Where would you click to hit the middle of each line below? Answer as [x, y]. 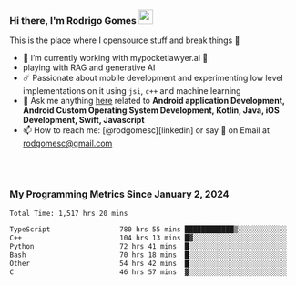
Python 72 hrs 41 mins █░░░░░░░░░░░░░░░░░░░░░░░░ [148, 247]
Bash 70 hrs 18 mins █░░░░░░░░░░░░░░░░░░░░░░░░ [148, 255]
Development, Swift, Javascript [83, 120]
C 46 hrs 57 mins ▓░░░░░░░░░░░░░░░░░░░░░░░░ [148, 272]
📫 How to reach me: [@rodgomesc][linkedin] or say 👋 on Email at [146, 130]
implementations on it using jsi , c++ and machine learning [132, 91]
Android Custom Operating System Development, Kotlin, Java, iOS [151, 110]
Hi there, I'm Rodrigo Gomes [73, 20]
